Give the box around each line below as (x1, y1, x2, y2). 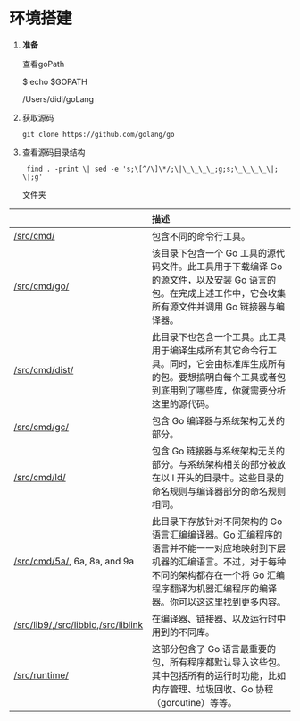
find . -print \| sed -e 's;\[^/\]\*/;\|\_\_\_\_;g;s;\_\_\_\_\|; (26, 165, 279, 174)
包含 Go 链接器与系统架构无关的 (151, 445, 286, 457)
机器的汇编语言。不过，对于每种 (151, 556, 287, 568)
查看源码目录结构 (21, 147, 86, 157)
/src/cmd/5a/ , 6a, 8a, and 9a (13, 555, 135, 567)
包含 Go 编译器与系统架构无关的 (151, 414, 286, 427)
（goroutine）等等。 (151, 696, 237, 708)
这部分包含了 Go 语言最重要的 (151, 642, 277, 655)
